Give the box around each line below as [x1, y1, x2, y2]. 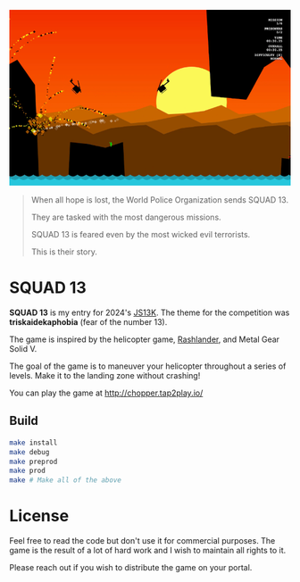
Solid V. [9, 343, 37, 353]
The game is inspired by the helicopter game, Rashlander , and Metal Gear [9, 334, 279, 345]
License [9, 506, 70, 527]
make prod [9, 466, 46, 476]
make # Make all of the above [9, 476, 122, 485]
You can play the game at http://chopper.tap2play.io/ [9, 387, 204, 398]
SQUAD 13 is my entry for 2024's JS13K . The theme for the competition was [9, 307, 290, 318]
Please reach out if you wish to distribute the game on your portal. [9, 562, 253, 573]
